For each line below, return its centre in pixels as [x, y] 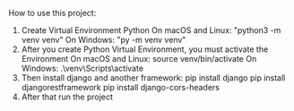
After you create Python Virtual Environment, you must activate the [145, 49]
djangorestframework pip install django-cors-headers [121, 87]
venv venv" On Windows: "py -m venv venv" [104, 40]
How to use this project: [52, 13]
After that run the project [67, 97]
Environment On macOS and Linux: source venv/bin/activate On [139, 59]
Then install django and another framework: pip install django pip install [153, 78]
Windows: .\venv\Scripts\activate [82, 68]
